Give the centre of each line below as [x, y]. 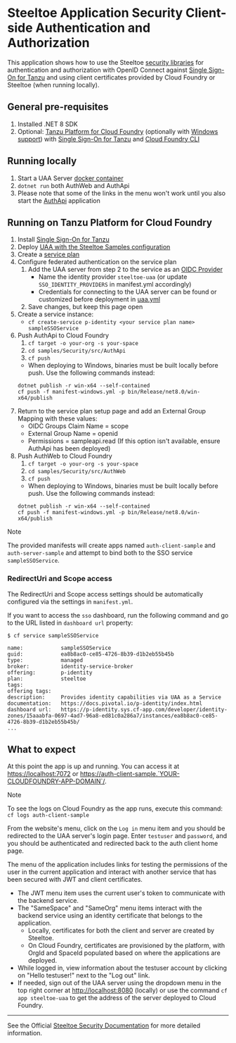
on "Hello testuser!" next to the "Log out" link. [84, 975]
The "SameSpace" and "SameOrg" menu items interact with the [110, 908]
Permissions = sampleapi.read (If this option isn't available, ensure [124, 441]
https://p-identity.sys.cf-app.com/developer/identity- [144, 709]
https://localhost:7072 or [43, 774]
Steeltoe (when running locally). [53, 85]
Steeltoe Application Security [95, 13]
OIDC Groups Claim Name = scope [78, 426]
